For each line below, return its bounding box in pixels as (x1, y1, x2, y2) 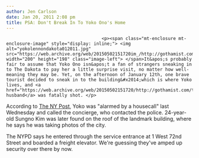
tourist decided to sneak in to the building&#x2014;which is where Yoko (6, 77, 192, 83)
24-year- (164, 109, 187, 116)
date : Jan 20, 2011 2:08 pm (6, 14, 76, 20)
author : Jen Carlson (6, 8, 57, 15)
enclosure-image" (6, 41, 49, 47)
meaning (6, 72, 25, 78)
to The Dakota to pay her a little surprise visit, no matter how (6, 67, 174, 73)
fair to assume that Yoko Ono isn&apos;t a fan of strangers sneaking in (6, 61, 192, 68)
